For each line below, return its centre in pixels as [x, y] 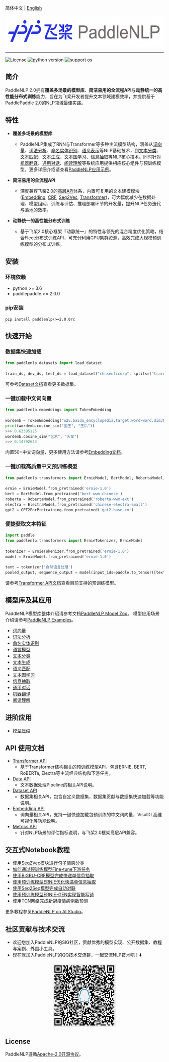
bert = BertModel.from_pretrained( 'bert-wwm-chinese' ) [64, 494]
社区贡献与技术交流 [35, 929]
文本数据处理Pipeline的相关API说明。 [58, 785]
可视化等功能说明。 [40, 821]
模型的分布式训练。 [44, 244]
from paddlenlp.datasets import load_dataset [54, 363]
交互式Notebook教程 [38, 850]
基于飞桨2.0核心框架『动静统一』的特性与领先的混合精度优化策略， [90, 231]
